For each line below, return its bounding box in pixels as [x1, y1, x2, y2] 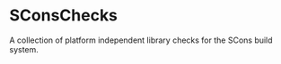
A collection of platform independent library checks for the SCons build [9, 35, 273, 45]
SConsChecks [9, 5, 119, 26]
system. [9, 44, 39, 54]
